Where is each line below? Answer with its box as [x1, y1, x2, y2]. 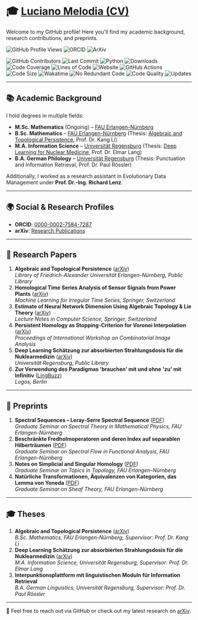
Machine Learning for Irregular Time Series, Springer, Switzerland [14, 296, 176, 304]
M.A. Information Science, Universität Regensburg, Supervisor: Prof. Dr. [14, 559, 189, 566]
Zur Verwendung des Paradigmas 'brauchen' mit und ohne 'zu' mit [14, 366, 181, 373]
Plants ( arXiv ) [14, 291, 49, 298]
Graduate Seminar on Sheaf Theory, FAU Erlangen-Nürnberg [14, 485, 163, 493]
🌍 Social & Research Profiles [6, 202, 114, 213]
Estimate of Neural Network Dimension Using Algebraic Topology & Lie [14, 303, 192, 310]
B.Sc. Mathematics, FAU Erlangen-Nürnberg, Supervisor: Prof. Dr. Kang [14, 534, 189, 541]
